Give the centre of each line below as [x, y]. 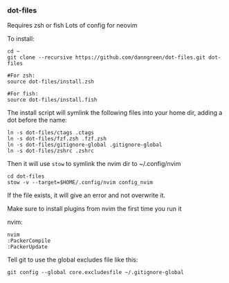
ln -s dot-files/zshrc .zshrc [51, 151]
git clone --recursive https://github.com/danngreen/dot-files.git [107, 57]
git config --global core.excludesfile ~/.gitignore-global [96, 273]
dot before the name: [37, 120]
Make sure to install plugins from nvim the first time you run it [94, 209]
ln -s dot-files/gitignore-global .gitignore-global [85, 145]
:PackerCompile [29, 241]
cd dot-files [26, 176]
